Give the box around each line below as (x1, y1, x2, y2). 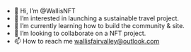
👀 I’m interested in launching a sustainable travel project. (13, 14, 179, 22)
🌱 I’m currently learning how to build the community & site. (13, 22, 185, 30)
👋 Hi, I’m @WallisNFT (13, 7, 76, 15)
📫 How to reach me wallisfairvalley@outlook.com (13, 37, 160, 45)
